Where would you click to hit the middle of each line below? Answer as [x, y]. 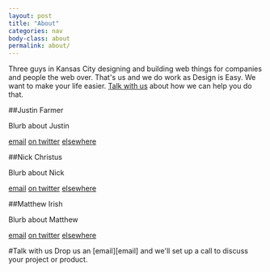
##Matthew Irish [36, 204]
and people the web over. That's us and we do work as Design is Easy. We [132, 77]
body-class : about [39, 38]
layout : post [30, 16]
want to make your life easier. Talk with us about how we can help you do [130, 86]
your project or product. [48, 260]
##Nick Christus [36, 157]
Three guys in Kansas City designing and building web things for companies [135, 69]
